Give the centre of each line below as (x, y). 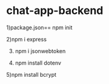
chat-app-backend (55, 11)
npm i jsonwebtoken (40, 51)
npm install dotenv (38, 63)
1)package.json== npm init (39, 27)
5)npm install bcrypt (31, 74)
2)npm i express (27, 39)
